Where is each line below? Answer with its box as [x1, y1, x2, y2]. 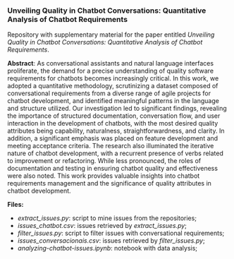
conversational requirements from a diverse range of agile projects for [7, 89, 211, 97]
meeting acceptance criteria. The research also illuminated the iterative [7, 142, 214, 150]
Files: [7, 200, 24, 209]
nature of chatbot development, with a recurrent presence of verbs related [7, 149, 224, 157]
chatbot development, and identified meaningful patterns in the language [7, 97, 220, 105]
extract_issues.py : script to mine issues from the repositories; [17, 214, 197, 222]
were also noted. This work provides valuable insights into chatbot [7, 171, 200, 180]
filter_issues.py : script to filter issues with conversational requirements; [17, 229, 225, 238]
